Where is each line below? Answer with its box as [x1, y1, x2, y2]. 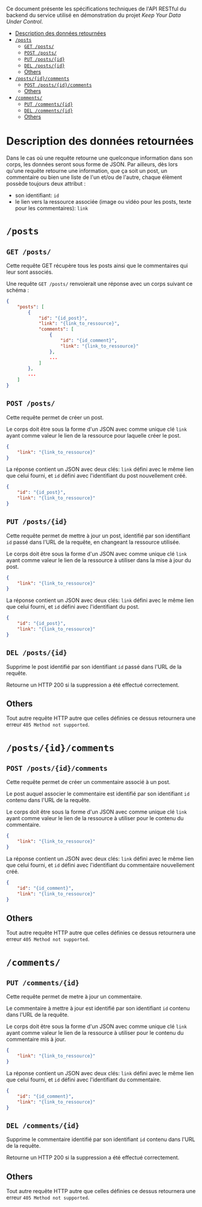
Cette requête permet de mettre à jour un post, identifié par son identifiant [6, 532, 191, 539]
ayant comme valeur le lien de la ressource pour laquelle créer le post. [6, 432, 181, 439]
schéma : [6, 286, 29, 294]
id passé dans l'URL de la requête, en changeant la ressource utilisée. [6, 538, 181, 546]
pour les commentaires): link [14, 204, 89, 212]
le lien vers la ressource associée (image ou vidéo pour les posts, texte [14, 198, 192, 205]
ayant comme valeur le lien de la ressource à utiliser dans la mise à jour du [6, 556, 191, 564]
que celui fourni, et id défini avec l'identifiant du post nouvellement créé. [6, 472, 187, 479]
